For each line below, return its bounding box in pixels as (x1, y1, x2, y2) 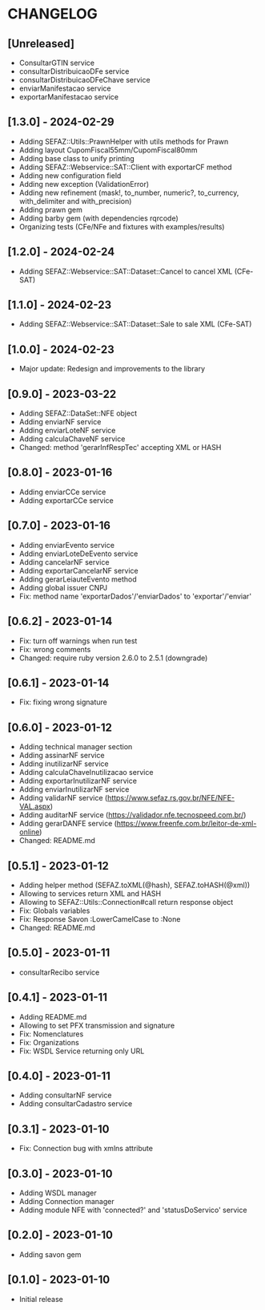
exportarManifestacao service (18, 92, 119, 101)
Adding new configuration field (18, 170, 122, 180)
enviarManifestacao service (18, 83, 111, 93)
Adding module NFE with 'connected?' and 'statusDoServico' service (18, 1205, 247, 1215)
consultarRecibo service (18, 967, 100, 977)
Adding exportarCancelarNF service (18, 566, 139, 575)
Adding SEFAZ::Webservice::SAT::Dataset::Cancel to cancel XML (18, 266, 233, 276)
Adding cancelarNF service (18, 557, 110, 566)
